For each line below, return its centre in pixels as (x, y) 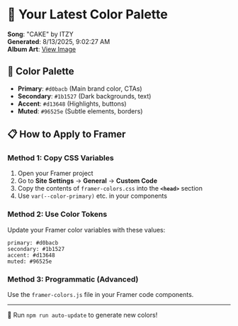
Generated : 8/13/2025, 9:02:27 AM (59, 41)
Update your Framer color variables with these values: (86, 230)
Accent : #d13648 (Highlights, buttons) (72, 103)
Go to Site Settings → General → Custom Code (87, 181)
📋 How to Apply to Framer (67, 134)
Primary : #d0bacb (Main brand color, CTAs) (80, 89)
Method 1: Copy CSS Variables (61, 158)
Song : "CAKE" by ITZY (40, 34)
